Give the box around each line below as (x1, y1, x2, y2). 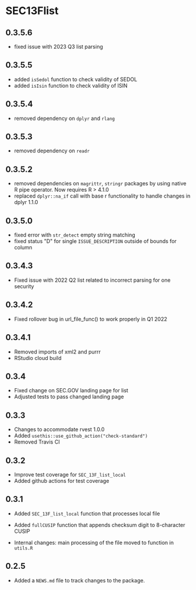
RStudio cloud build (14, 354, 62, 361)
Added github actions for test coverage (14, 477, 109, 484)
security (14, 282, 35, 289)
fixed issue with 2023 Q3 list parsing (14, 43, 104, 50)
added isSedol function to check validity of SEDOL (14, 75, 138, 83)
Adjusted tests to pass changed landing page (14, 393, 124, 401)
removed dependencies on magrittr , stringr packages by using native (14, 180, 187, 187)
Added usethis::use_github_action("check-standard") (14, 432, 148, 439)
